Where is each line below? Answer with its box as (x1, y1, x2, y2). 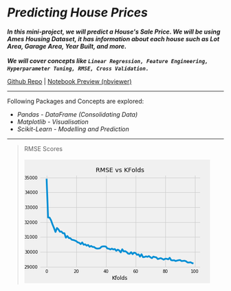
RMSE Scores (23, 144, 63, 152)
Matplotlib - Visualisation (16, 117, 89, 126)
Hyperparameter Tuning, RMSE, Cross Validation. (7, 65, 149, 72)
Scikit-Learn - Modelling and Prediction (16, 125, 129, 133)
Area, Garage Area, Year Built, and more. (7, 42, 127, 50)
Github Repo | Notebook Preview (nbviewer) (7, 77, 132, 85)
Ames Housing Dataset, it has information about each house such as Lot (7, 34, 220, 43)
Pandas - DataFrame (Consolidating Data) (16, 110, 138, 118)
